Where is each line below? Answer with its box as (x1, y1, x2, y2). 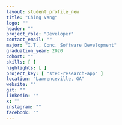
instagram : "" (6, 103, 42, 110)
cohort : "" (6, 53, 34, 59)
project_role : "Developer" (6, 31, 74, 37)
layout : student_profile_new (6, 8, 79, 15)
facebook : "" (6, 109, 39, 115)
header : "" (6, 25, 34, 32)
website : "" (6, 82, 36, 88)
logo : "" (6, 20, 28, 26)
